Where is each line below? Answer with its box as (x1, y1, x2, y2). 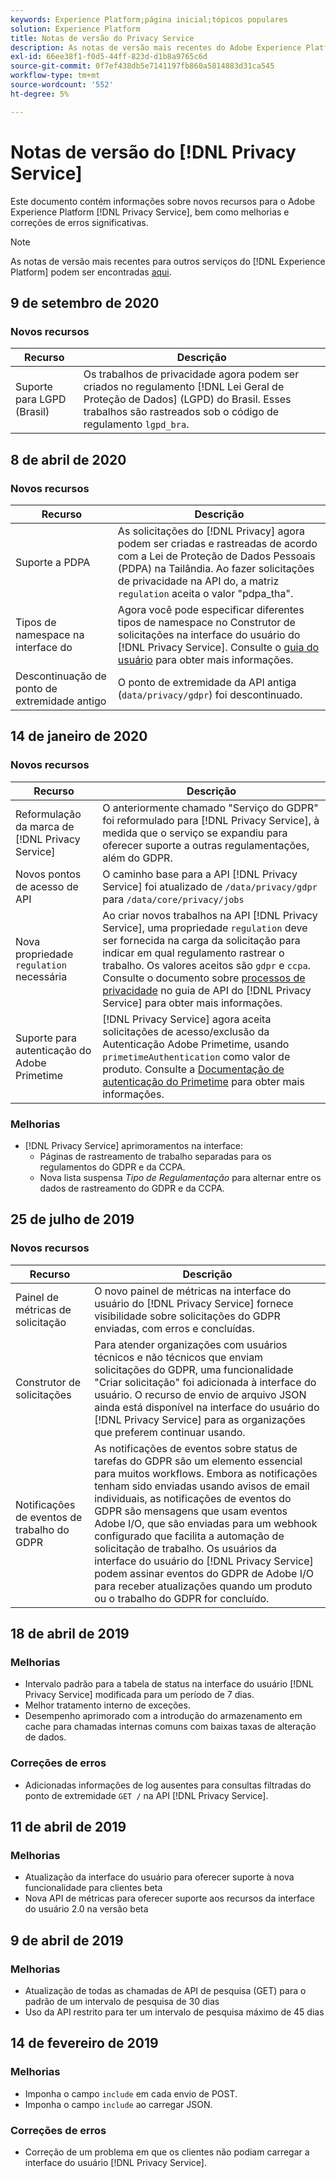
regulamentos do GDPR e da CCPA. (39, 1161, 186, 1173)
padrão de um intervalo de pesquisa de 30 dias (24, 1995, 220, 2007)
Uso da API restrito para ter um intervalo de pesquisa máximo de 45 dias (24, 2006, 325, 2018)
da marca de (15, 819, 75, 833)
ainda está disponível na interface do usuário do (94, 1400, 320, 1414)
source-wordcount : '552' (10, 80, 114, 90)
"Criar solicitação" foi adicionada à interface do (94, 1375, 317, 1389)
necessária (15, 969, 68, 983)
